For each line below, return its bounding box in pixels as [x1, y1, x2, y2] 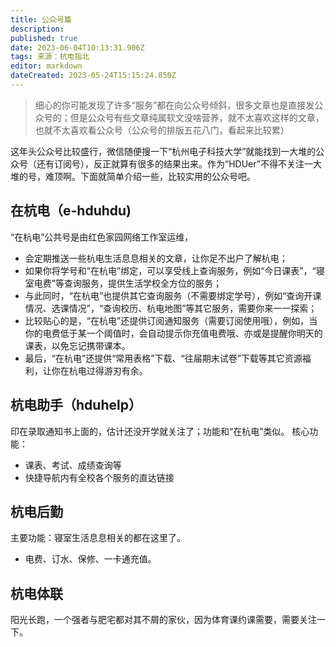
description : [10, 24, 65, 34]
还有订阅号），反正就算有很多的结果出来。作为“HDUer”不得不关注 [36, 157, 305, 170]
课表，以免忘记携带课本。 [24, 339, 131, 351]
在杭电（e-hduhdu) [10, 202, 132, 220]
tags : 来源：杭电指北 [10, 52, 90, 62]
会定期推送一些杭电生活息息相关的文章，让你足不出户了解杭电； [24, 252, 288, 264]
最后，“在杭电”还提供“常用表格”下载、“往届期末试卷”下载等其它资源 [24, 352, 303, 364]
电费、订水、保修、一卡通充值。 [24, 553, 157, 565]
